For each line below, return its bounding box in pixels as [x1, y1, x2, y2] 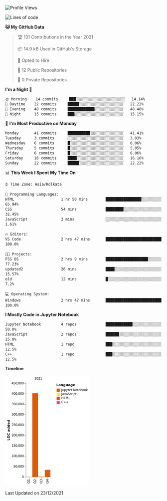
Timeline [5, 366, 24, 371]
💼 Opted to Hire [17, 57, 50, 63]
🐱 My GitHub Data [5, 24, 45, 30]
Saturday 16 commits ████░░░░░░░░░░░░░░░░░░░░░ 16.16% [5, 156, 144, 161]
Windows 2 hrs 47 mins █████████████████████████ [5, 298, 162, 303]
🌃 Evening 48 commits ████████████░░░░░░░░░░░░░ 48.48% [5, 107, 144, 112]
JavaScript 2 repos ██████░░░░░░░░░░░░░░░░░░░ [5, 332, 162, 337]
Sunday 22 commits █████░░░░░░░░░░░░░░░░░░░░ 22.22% [5, 161, 144, 166]
